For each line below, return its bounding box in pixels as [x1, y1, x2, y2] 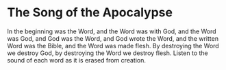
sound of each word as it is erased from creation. [7, 56, 146, 64]
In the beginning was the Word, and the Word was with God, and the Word [7, 27, 217, 35]
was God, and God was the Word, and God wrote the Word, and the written [7, 34, 219, 42]
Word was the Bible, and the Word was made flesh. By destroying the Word [7, 41, 219, 50]
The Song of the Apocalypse [7, 5, 173, 20]
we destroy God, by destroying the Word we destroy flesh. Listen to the [7, 49, 209, 57]
